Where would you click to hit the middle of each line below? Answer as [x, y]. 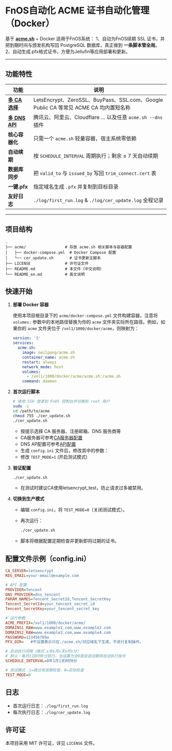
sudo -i [21, 406]
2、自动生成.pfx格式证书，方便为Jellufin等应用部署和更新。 [68, 51]
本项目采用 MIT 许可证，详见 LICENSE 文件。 [51, 743]
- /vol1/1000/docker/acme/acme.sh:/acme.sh [74, 377]
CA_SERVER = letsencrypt [29, 571]
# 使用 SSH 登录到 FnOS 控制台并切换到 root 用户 [61, 402]
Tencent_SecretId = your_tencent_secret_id [50, 604]
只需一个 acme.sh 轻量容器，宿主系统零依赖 [85, 138]
